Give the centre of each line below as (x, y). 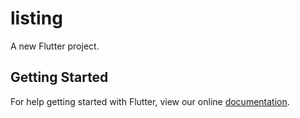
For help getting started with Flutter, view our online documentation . (150, 101)
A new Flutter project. (55, 46)
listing (36, 18)
